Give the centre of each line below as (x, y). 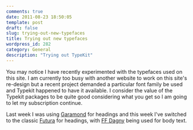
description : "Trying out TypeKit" (50, 55)
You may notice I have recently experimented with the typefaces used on (94, 71)
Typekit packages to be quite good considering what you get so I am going (97, 97)
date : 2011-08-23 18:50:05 (39, 17)
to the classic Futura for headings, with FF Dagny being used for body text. (97, 120)
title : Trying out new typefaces (47, 39)
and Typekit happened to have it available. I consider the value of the (89, 90)
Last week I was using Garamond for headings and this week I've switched (96, 114)
